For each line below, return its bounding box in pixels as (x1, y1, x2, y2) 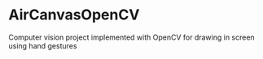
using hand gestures (8, 40, 77, 50)
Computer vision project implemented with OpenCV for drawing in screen (8, 32, 255, 42)
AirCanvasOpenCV (8, 6, 140, 24)
